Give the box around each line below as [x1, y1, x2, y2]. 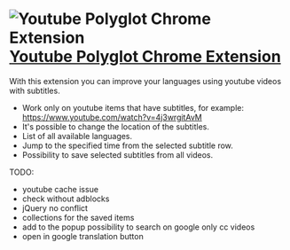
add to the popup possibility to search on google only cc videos [21, 222, 255, 232]
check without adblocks [21, 193, 110, 204]
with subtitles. [9, 85, 60, 96]
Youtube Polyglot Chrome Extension [9, 47, 281, 66]
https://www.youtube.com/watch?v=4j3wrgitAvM [21, 112, 202, 122]
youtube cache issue [21, 184, 99, 194]
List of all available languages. [21, 130, 133, 141]
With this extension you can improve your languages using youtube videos [9, 75, 282, 86]
